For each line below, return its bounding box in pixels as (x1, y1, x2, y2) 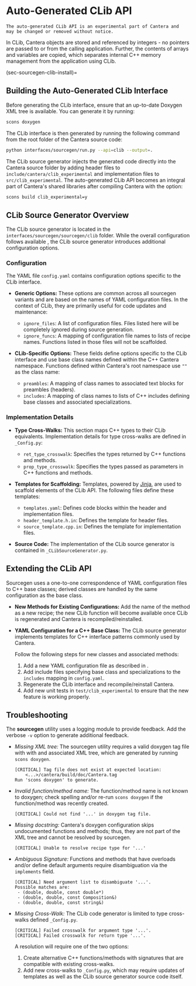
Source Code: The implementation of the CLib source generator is (14, 540, 175, 547)
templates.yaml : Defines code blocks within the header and (23, 504, 167, 511)
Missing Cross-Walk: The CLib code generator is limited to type (14, 910, 168, 917)
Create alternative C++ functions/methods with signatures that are (23, 954, 184, 961)
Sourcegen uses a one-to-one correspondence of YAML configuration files (6, 579, 187, 586)
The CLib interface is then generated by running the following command (6, 129, 180, 137)
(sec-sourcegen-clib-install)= (6, 69, 78, 76)
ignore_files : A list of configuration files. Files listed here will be (23, 320, 180, 327)
